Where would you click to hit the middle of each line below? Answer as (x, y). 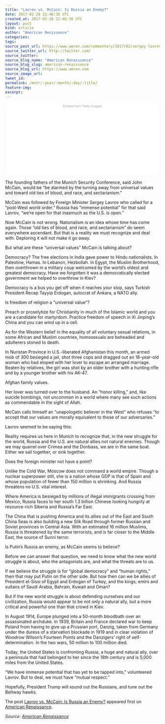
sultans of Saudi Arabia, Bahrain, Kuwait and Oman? (58, 587)
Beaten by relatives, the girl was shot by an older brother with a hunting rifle (82, 367)
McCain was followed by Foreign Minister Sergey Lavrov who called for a (79, 202)
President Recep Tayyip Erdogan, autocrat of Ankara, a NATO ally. (72, 293)
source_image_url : (24, 74)
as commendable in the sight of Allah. (43, 402)
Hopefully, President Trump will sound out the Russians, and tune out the (79, 687)
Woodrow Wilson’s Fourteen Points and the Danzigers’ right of (68, 637)
